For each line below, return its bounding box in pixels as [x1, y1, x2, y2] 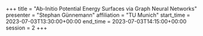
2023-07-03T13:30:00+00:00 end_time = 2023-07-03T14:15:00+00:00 [6, 18, 186, 25]
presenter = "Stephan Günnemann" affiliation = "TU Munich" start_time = [6, 11, 191, 19]
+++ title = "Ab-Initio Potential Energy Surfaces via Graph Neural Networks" [6, 5, 197, 12]
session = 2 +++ [6, 24, 47, 31]
